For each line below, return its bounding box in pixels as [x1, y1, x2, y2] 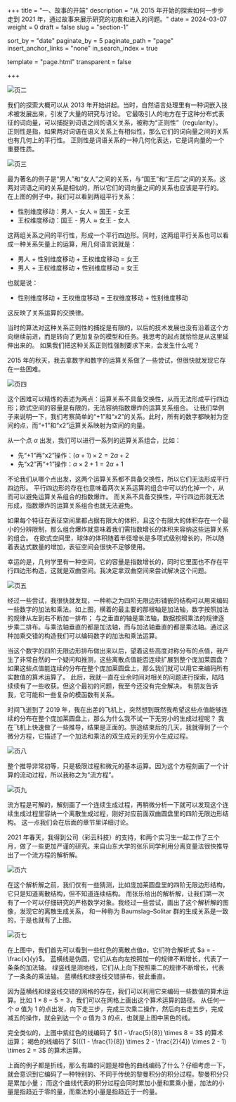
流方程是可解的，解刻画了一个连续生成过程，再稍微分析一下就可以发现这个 [7, 801, 223, 808]
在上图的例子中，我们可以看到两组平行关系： [7, 192, 137, 201]
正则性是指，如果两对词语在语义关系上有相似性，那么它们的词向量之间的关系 [7, 127, 229, 135]
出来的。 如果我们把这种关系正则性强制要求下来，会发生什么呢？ [13, 341, 200, 349]
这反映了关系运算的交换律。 [7, 308, 88, 317]
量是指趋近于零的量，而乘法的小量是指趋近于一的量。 [7, 1087, 162, 1096]
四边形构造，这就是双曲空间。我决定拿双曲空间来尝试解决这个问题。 [13, 566, 211, 575]
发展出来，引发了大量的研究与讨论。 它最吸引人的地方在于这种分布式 [19, 110, 218, 118]
